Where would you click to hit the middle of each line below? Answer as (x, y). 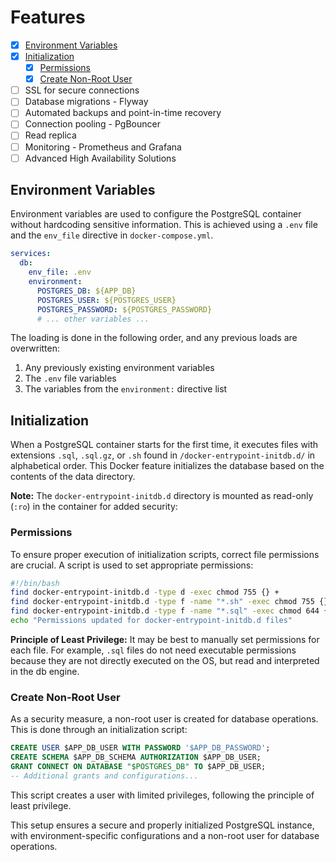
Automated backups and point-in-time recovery (123, 113)
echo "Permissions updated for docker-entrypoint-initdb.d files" (151, 621)
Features (48, 17)
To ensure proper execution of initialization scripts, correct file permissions (165, 554)
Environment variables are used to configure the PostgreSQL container (156, 214)
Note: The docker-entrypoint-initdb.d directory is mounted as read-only (162, 496)
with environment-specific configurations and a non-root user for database (165, 835)
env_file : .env (60, 272)
